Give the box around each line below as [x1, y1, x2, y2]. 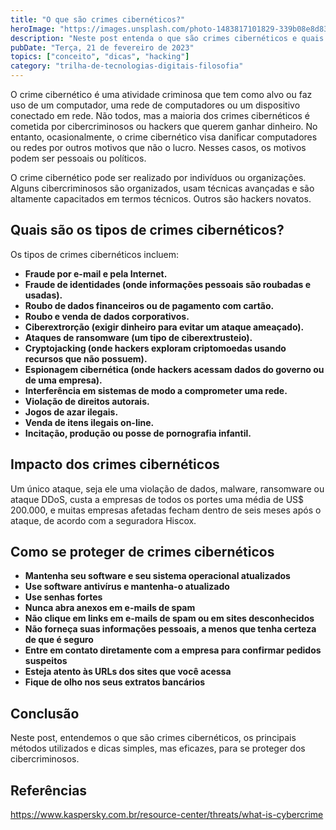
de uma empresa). [24, 374, 103, 386]
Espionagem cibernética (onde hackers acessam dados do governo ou [24, 363, 325, 375]
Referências [10, 782, 88, 799]
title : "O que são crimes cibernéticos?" [10, 14, 186, 25]
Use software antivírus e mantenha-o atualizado [24, 581, 230, 593]
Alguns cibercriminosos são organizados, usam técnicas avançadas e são [10, 182, 315, 194]
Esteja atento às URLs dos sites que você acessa [24, 666, 232, 678]
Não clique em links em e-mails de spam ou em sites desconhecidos [24, 612, 315, 625]
